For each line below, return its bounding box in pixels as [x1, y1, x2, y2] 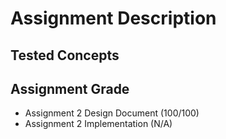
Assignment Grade [10, 80, 130, 97]
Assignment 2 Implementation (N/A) [24, 118, 173, 130]
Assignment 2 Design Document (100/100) [24, 107, 200, 119]
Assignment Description [10, 7, 217, 30]
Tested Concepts [10, 47, 120, 64]
